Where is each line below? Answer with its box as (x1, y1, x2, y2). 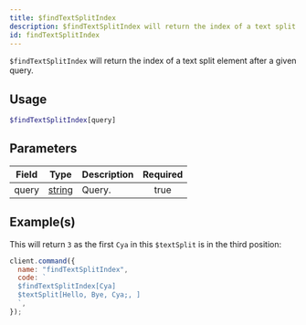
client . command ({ (9, 257, 76, 266)
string (47, 183, 73, 196)
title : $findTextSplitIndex (9, 13, 117, 23)
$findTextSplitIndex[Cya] (17, 282, 117, 291)
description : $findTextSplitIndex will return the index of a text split (9, 22, 297, 31)
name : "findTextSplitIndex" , (17, 265, 129, 274)
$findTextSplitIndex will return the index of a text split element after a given (9, 56, 297, 67)
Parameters (9, 141, 78, 156)
